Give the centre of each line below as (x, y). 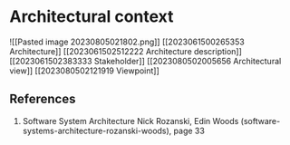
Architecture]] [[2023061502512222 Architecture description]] (126, 51)
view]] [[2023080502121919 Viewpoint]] (85, 71)
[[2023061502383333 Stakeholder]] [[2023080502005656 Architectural (145, 61)
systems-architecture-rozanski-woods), (97, 130)
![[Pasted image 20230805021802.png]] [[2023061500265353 (127, 42)
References (43, 99)
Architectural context (92, 17)
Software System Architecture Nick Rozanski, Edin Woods (130, 121)
